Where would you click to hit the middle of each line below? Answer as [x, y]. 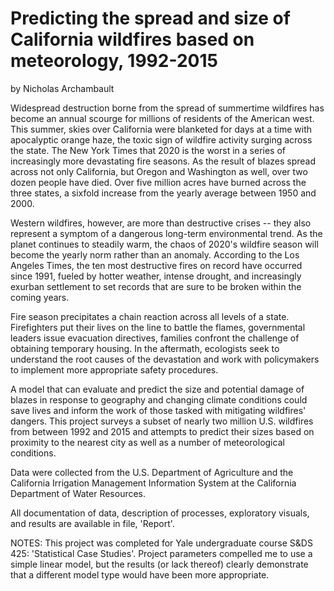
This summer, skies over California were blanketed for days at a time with [161, 129]
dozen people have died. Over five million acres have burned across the [158, 182]
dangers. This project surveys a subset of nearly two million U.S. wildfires [162, 421]
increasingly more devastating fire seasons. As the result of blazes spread [163, 161]
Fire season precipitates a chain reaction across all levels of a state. [150, 316]
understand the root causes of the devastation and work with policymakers [165, 359]
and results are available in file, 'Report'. [92, 523]
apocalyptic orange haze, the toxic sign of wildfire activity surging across [161, 139]
